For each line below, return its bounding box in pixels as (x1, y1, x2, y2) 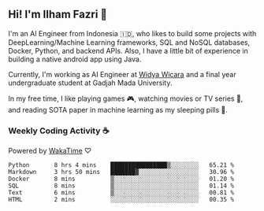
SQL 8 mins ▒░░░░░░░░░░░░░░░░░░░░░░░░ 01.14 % (8, 182, 235, 190)
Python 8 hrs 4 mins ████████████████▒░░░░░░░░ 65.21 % (8, 161, 235, 169)
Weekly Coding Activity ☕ (8, 125, 110, 136)
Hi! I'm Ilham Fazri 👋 (8, 8, 108, 21)
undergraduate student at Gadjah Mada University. (8, 78, 173, 87)
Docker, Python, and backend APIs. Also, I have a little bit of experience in (8, 46, 248, 55)
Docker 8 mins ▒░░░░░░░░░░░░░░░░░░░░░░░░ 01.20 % (8, 175, 235, 183)
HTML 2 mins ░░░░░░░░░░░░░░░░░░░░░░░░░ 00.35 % (8, 196, 235, 204)
